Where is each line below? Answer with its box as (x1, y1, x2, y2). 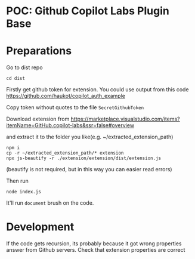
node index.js (6, 189, 42, 195)
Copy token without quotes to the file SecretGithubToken (6, 104, 144, 111)
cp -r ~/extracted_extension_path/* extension (6, 150, 124, 156)
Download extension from (6, 115, 70, 123)
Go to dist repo (6, 64, 43, 71)
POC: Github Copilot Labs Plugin (6, 4, 170, 18)
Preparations (6, 44, 72, 58)
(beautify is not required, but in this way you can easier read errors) (6, 166, 172, 173)
